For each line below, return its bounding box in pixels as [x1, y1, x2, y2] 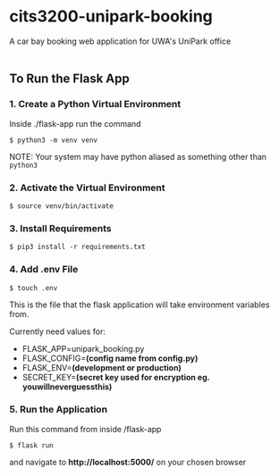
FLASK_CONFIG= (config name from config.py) [21, 353, 199, 363]
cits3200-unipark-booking [9, 6, 213, 27]
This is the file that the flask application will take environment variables [9, 299, 270, 310]
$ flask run [9, 440, 54, 450]
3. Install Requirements [9, 221, 112, 234]
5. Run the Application [9, 404, 108, 416]
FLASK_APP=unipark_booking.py [21, 343, 145, 354]
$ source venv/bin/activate [9, 201, 114, 211]
